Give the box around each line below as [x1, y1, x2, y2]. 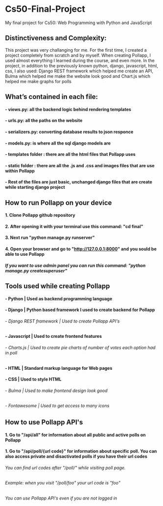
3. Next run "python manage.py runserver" [5, 235, 95, 240]
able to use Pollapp [5, 251, 45, 257]
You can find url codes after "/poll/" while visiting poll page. [5, 465, 126, 471]
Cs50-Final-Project [5, 3, 86, 15]
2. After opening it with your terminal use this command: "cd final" [5, 223, 143, 229]
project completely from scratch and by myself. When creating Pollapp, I [5, 52, 151, 58]
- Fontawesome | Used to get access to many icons [5, 403, 110, 409]
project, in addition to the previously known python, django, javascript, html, [5, 62, 158, 68]
